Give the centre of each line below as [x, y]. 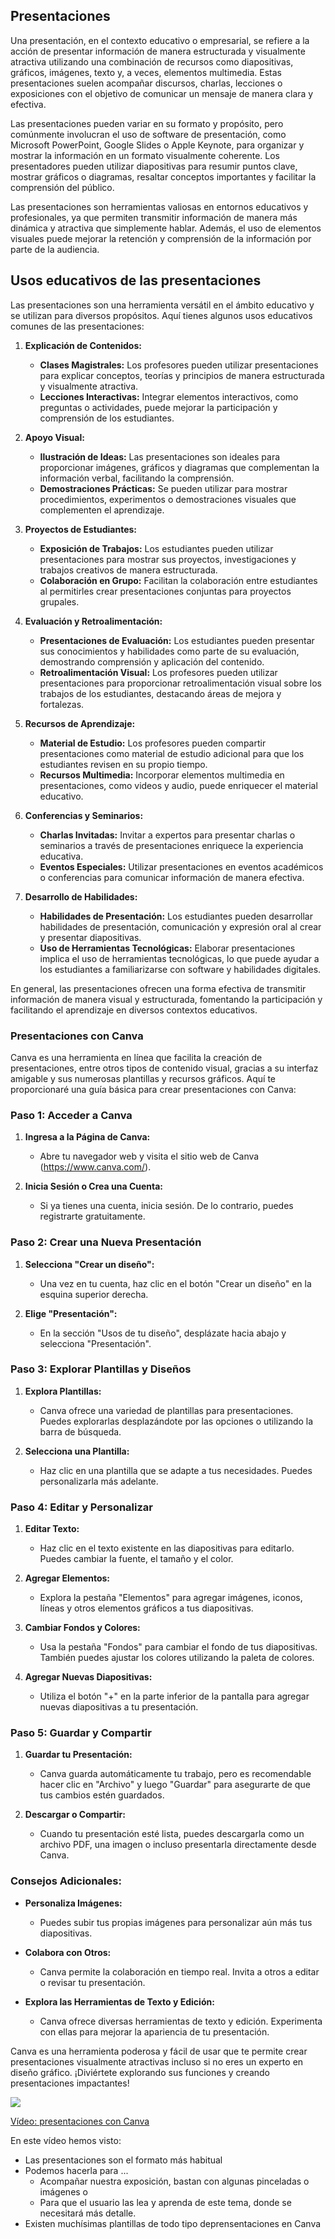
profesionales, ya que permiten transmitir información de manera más [154, 217]
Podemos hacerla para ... [76, 2170]
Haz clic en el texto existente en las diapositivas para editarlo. [167, 1548]
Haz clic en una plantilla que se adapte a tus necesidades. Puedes [176, 1470]
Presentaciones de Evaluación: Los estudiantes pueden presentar [177, 640]
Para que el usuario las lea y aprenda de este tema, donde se [165, 2202]
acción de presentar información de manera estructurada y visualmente [158, 51]
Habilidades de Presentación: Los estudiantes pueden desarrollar [176, 916]
